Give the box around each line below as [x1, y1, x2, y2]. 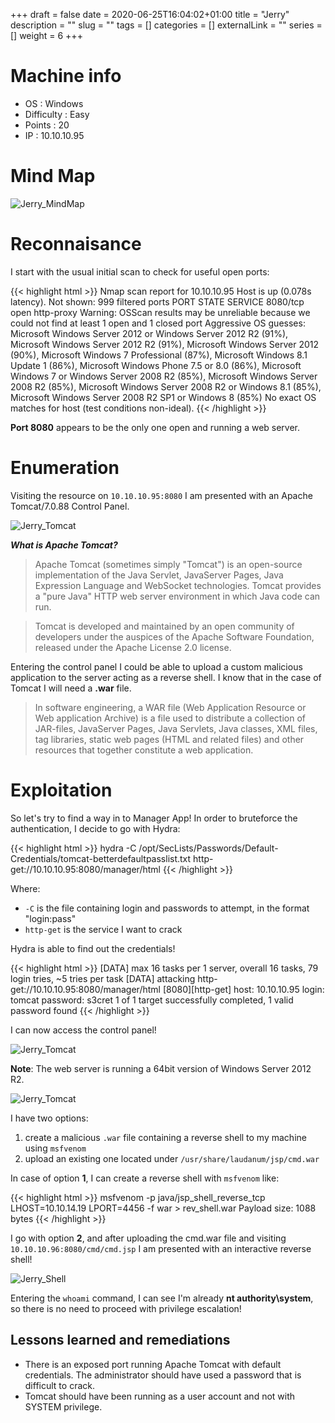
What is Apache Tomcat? [10, 539, 118, 551]
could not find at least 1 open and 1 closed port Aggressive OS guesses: [10, 317, 306, 329]
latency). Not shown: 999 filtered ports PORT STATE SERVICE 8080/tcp [10, 295, 305, 308]
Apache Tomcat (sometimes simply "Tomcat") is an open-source [34, 558, 303, 570]
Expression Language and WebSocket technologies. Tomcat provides [34, 579, 322, 591]
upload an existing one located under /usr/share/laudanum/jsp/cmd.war [24, 1152, 320, 1164]
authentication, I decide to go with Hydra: [10, 822, 181, 834]
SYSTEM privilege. [24, 1400, 103, 1413]
